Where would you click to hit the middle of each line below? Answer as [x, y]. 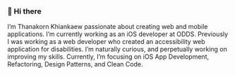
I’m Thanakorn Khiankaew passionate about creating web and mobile [108, 27]
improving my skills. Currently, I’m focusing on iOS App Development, [108, 57]
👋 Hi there [25, 11]
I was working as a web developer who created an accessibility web [107, 42]
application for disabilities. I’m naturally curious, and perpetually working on [117, 50]
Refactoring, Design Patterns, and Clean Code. [75, 64]
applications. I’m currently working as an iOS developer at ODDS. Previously [118, 34]
